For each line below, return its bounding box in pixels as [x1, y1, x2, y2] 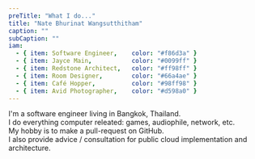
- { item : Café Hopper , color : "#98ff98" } [15, 79, 198, 87]
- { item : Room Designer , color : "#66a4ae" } [15, 72, 198, 80]
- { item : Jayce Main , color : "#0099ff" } [15, 57, 198, 65]
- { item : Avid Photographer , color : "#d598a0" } [15, 86, 198, 95]
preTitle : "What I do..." [8, 11, 96, 20]
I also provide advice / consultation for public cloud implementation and [8, 135, 248, 144]
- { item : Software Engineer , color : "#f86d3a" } [15, 49, 198, 57]
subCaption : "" [8, 34, 60, 43]
